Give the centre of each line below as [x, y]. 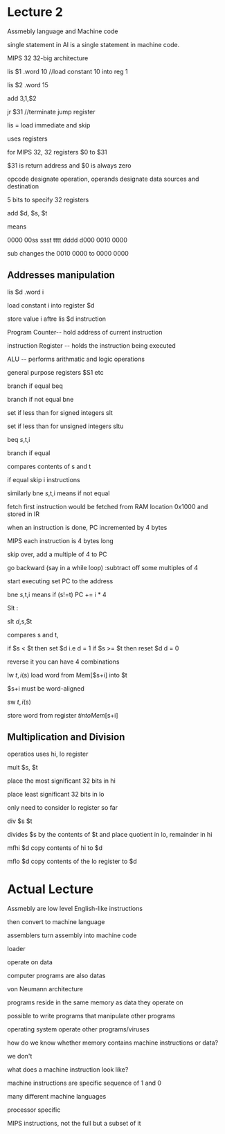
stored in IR [24, 514]
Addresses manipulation [61, 275]
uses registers [27, 139]
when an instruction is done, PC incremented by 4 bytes [87, 527]
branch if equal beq [35, 386]
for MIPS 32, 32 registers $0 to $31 [57, 152]
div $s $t [20, 821]
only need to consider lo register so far [63, 807]
